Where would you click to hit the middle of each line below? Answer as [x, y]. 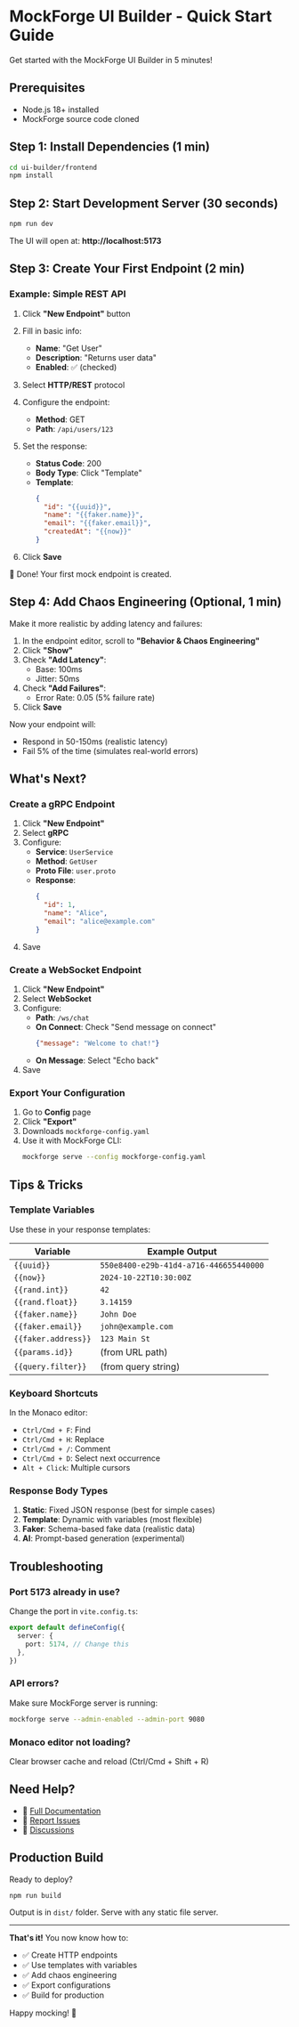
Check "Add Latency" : [64, 660]
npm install [31, 175]
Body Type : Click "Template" [89, 473]
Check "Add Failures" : [64, 688]
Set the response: [54, 446]
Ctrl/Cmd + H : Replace [63, 1439]
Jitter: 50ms [57, 678]
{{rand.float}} [46, 1302]
